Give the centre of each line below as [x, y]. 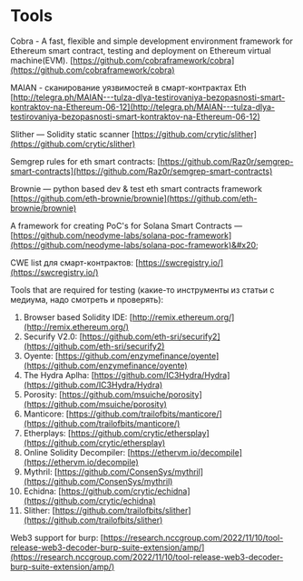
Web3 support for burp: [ [57, 537]
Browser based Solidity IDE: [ [78, 317]
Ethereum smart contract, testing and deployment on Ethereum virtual [141, 50]
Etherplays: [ [47, 433]
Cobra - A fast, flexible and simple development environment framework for [152, 41]
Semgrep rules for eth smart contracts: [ [86, 161]
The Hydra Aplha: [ [59, 375]
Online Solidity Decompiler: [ [77, 452]
